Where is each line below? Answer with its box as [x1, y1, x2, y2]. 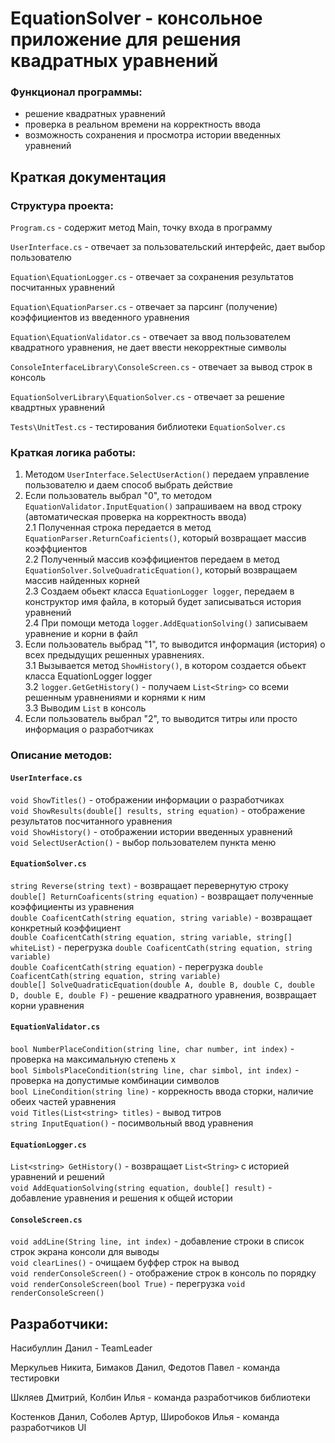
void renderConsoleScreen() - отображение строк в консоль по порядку [10, 1267, 317, 1279]
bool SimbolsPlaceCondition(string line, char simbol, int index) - [10, 1064, 300, 1076]
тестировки [10, 1372, 60, 1384]
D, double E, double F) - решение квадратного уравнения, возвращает [10, 988, 317, 1001]
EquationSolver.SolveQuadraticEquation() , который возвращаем [24, 564, 298, 576]
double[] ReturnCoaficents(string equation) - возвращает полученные [10, 890, 314, 902]
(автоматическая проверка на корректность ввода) [24, 511, 247, 523]
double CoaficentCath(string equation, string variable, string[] [10, 932, 293, 942]
